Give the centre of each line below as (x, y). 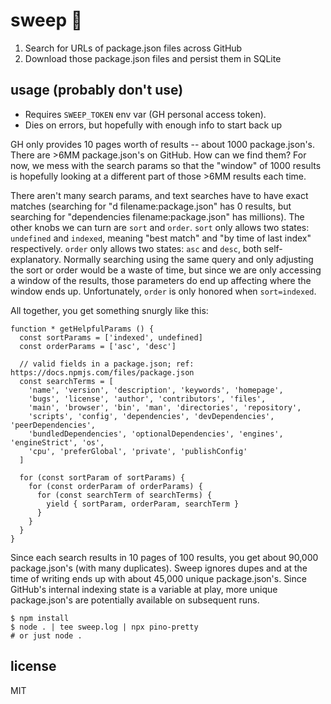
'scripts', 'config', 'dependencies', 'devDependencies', (151, 416)
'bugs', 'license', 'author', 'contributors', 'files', (147, 399)
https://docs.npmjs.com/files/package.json (102, 372)
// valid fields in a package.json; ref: (107, 364)
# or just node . (46, 635)
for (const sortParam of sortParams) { (102, 477)
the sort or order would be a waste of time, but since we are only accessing (166, 270)
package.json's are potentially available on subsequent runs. (135, 600)
